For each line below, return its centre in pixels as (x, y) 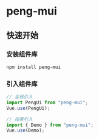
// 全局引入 (20, 97)
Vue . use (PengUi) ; (28, 108)
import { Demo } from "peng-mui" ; (50, 125)
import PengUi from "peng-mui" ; (47, 102)
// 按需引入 (20, 119)
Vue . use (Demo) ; (26, 130)
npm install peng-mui (34, 67)
